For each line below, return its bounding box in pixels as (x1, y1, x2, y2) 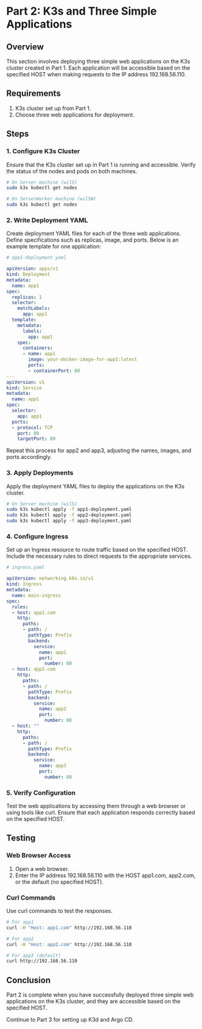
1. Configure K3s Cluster (6, 147, 80, 156)
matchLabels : (17, 305, 50, 312)
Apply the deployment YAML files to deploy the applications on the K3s (6, 482, 185, 489)
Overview (6, 42, 44, 52)
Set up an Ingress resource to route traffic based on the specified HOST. (6, 546, 188, 554)
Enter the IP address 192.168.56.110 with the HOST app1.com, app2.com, (15, 872, 196, 879)
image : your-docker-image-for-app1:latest (28, 356, 138, 363)
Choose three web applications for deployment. (15, 111, 135, 118)
